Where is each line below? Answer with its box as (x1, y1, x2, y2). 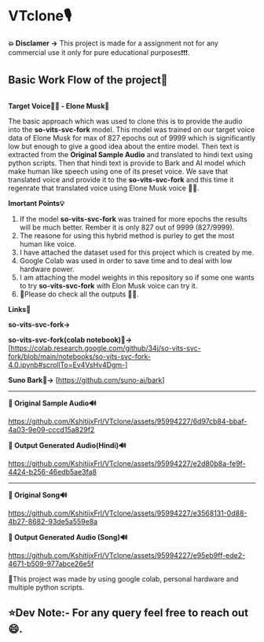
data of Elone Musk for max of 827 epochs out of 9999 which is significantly (8, 133, 256, 142)
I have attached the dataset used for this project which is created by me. (19, 248, 255, 257)
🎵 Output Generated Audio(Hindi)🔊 (8, 440, 127, 449)
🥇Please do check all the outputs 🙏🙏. (19, 289, 139, 299)
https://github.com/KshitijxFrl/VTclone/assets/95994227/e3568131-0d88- (8, 508, 247, 518)
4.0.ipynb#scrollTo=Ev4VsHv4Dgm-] (8, 360, 128, 369)
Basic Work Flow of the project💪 (8, 73, 168, 87)
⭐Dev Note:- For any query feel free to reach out (8, 607, 249, 620)
